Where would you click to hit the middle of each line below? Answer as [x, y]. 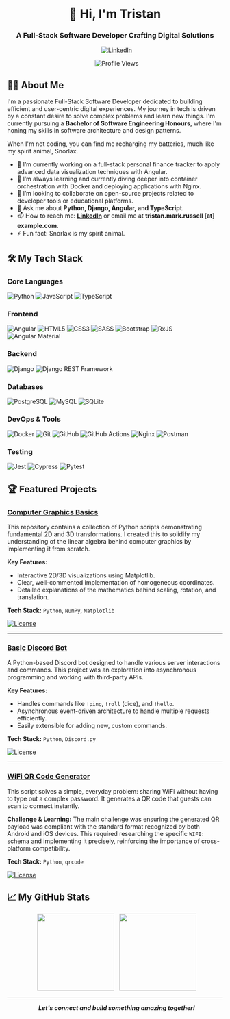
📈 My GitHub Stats [49, 897]
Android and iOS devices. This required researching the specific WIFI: [106, 833]
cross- [210, 841]
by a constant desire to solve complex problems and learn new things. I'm [111, 116]
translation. [33, 597]
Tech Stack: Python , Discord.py [51, 739]
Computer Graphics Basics [53, 512]
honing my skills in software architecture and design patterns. [94, 131]
